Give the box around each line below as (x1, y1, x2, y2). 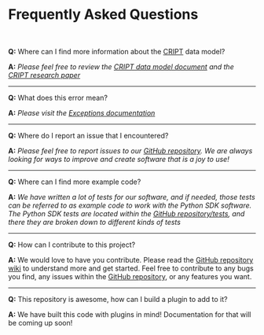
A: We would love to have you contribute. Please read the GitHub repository (8, 255, 254, 264)
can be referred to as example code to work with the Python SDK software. (8, 201, 252, 210)
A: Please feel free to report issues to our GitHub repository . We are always (8, 145, 253, 155)
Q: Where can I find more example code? (8, 177, 141, 186)
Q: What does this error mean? (8, 93, 108, 102)
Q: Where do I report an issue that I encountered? (8, 131, 169, 140)
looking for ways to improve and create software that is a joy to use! (8, 154, 229, 164)
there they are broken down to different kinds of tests (8, 217, 181, 226)
